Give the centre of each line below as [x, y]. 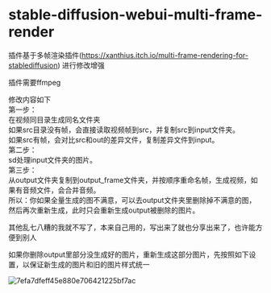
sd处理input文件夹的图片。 [53, 159]
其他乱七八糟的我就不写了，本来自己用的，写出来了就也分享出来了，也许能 [132, 227]
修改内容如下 [29, 99]
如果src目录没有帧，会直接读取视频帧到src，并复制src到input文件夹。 [124, 130]
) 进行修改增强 [81, 65]
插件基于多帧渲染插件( [45, 55]
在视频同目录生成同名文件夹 [54, 119]
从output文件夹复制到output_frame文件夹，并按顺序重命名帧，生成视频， [130, 180]
